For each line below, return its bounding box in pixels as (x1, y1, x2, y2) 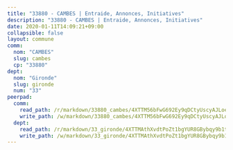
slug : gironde (13, 81, 54, 88)
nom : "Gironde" (13, 74, 58, 82)
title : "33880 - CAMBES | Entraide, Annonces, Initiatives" (7, 10, 185, 17)
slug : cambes (13, 55, 51, 62)
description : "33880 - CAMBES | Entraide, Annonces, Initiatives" (7, 17, 203, 24)
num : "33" (13, 87, 42, 94)
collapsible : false (7, 29, 64, 37)
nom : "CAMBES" (13, 49, 54, 56)
